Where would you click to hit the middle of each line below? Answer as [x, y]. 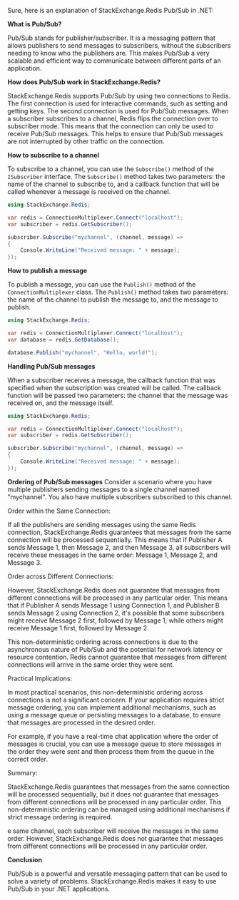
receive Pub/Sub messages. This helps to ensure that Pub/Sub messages [115, 134]
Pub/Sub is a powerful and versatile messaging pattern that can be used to [117, 874]
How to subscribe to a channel [54, 155]
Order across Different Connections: [61, 576]
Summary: [22, 772]
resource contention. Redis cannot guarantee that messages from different [117, 657]
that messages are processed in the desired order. [81, 722]
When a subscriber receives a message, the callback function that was [112, 380]
